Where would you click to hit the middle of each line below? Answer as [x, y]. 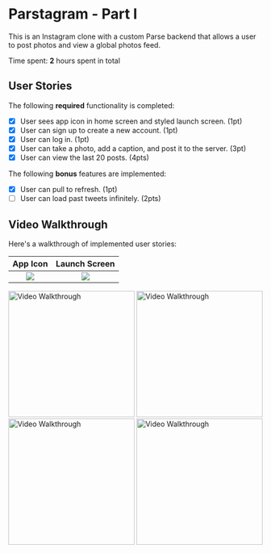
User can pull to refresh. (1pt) [69, 190]
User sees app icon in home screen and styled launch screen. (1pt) [131, 121]
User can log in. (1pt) [55, 139]
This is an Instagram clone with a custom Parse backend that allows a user [132, 36]
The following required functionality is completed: [92, 105]
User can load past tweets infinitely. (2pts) [90, 199]
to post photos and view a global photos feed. [85, 44]
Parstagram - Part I [73, 14]
